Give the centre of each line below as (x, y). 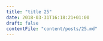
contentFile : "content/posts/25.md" (52, 29)
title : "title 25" (29, 12)
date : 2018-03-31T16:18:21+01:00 (48, 17)
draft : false (22, 23)
